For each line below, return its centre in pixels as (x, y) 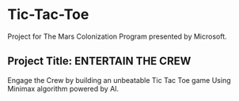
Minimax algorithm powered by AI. (63, 88)
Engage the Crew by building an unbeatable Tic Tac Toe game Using (119, 80)
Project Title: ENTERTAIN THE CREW (99, 61)
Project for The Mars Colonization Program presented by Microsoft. (117, 36)
